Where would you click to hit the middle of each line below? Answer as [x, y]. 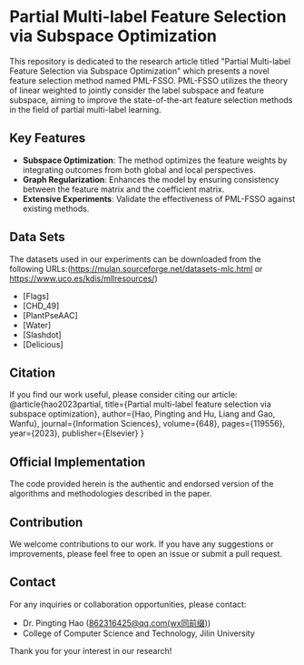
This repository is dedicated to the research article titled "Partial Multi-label [150, 61]
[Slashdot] [42, 335]
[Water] [37, 325]
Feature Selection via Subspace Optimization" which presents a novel [139, 71]
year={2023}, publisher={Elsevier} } [77, 433]
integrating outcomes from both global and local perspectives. [139, 169]
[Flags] [36, 296]
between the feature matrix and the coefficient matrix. [123, 189]
